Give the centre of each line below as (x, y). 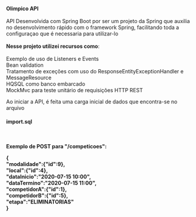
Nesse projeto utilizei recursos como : (53, 46)
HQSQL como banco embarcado (46, 84)
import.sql (19, 121)
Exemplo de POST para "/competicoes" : (57, 147)
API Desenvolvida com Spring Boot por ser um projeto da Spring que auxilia (98, 21)
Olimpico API (22, 9)
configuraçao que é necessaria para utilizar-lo (62, 34)
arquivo (15, 108)
